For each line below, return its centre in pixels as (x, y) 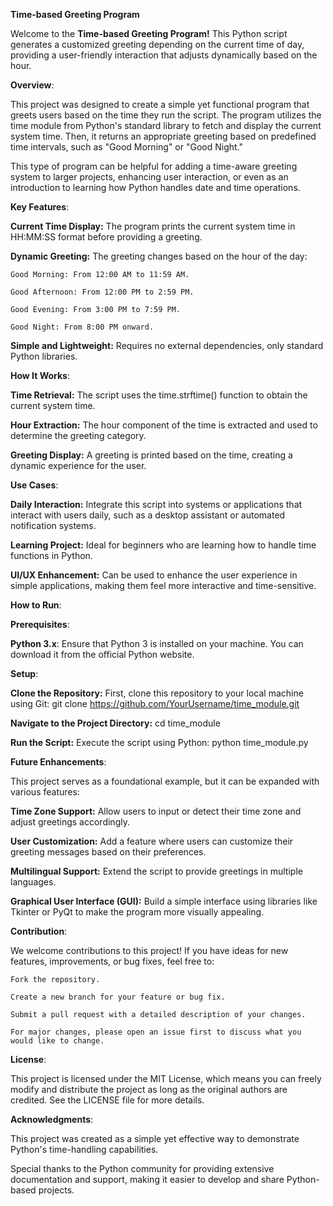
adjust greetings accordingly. (70, 822)
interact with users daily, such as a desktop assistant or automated (148, 515)
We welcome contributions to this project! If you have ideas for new (149, 950)
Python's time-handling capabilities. (84, 1149)
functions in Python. (51, 555)
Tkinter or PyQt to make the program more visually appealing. (137, 912)
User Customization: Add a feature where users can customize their (152, 841)
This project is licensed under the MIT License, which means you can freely (166, 1078)
